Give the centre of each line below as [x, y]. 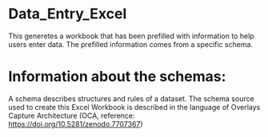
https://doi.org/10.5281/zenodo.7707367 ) [76, 123]
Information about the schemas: [117, 77]
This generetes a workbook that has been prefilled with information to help [131, 36]
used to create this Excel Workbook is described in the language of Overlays [134, 107]
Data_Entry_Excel [68, 14]
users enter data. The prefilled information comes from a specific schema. [131, 44]
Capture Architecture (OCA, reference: [72, 115]
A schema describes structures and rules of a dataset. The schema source [131, 98]
